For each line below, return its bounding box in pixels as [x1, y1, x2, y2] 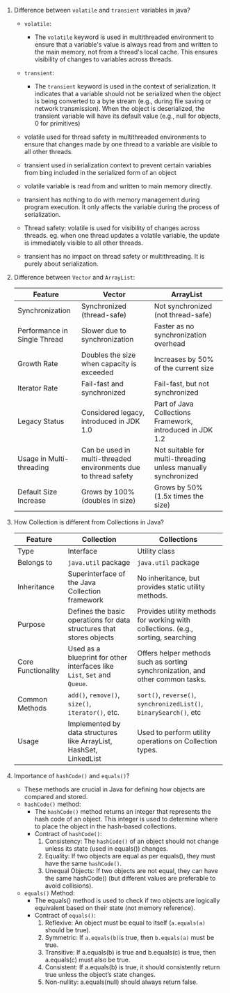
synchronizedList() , [137, 699, 204, 708]
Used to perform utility [137, 728, 211, 737]
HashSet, [67, 745, 98, 755]
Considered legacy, [81, 408, 145, 417]
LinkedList [67, 754, 102, 763]
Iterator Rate [17, 384, 58, 393]
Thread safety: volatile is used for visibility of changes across [24, 224, 200, 232]
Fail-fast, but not [154, 379, 210, 388]
